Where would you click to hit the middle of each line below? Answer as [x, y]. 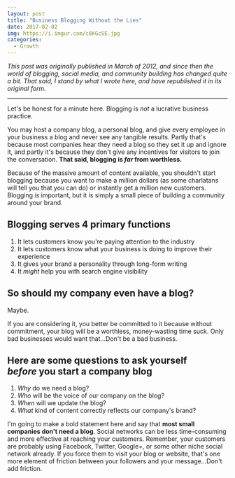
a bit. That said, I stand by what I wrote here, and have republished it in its [114, 81]
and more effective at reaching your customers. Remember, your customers [116, 439]
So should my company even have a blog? [101, 294]
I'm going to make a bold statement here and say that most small [101, 424]
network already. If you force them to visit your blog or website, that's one [114, 454]
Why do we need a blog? [53, 388]
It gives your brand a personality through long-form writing [102, 264]
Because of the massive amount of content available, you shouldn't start [112, 173]
